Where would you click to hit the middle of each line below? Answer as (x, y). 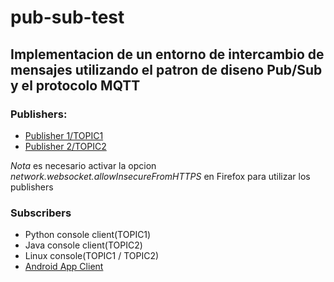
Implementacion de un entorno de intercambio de (167, 54)
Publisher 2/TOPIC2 (65, 146)
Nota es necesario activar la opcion (83, 165)
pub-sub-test (67, 17)
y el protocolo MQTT (75, 85)
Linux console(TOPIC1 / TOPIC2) (92, 256)
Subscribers (41, 213)
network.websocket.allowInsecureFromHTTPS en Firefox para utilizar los (160, 176)
